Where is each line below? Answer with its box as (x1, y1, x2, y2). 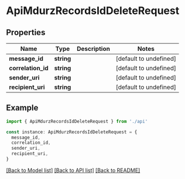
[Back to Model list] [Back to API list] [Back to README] (6, 167, 141, 174)
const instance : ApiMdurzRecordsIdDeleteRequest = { (6, 129, 138, 135)
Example (6, 103, 39, 113)
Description (77, 45, 110, 53)
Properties (6, 27, 46, 37)
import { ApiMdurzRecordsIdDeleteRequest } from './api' (6, 118, 148, 124)
